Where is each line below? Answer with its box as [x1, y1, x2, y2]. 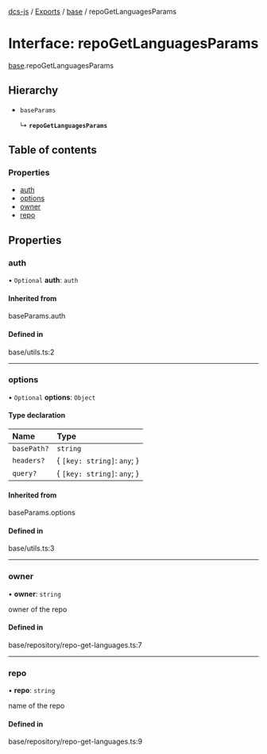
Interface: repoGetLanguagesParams [8, 35, 259, 52]
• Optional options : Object [8, 392, 96, 402]
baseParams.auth [8, 311, 66, 321]
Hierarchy [8, 83, 59, 98]
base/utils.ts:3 [8, 543, 55, 553]
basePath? [12, 444, 49, 454]
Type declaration [8, 411, 66, 420]
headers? [12, 456, 45, 466]
